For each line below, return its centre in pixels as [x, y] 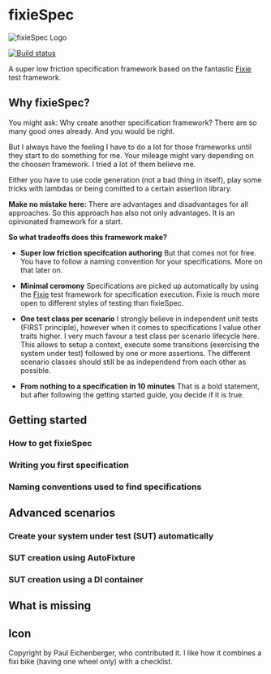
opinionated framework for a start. [66, 221]
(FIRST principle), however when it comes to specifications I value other [140, 327]
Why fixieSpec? [49, 103]
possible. [35, 370]
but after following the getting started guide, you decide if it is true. [132, 394]
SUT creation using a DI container [76, 580]
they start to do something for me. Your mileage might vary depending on [131, 155]
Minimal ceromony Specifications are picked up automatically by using [140, 285]
